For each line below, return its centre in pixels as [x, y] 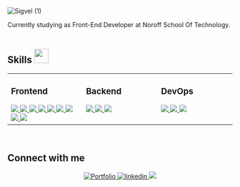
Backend [104, 92]
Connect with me [46, 158]
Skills [20, 60]
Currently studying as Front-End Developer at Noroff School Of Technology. [119, 25]
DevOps [177, 92]
